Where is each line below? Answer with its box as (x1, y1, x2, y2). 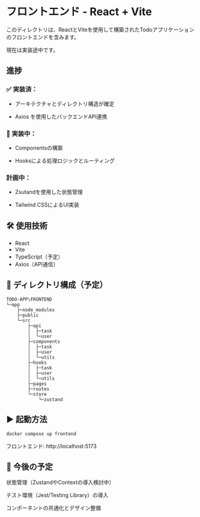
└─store (28, 391, 47, 397)
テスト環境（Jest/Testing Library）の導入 (6, 492, 109, 499)
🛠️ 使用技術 (6, 221, 48, 231)
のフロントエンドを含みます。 (6, 33, 80, 40)
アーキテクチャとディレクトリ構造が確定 (14, 100, 115, 107)
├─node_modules (17, 307, 55, 313)
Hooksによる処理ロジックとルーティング (14, 157, 115, 164)
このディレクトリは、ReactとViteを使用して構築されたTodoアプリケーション (6, 26, 195, 33)
